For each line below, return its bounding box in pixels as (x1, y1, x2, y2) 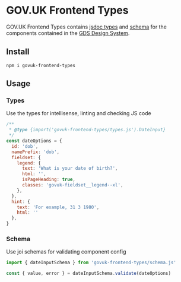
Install (6, 47, 30, 57)
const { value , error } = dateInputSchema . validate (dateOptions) (6, 271, 171, 277)
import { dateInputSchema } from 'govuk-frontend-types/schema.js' (6, 259, 177, 266)
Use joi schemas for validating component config (6, 248, 126, 255)
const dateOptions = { (6, 138, 62, 144)
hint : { (11, 198, 31, 205)
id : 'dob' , (11, 143, 39, 149)
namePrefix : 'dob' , (11, 149, 60, 155)
